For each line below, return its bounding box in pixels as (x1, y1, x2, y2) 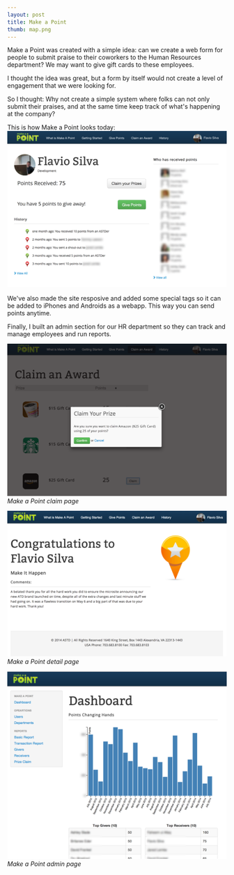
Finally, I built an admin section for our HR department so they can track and (7, 322, 226, 331)
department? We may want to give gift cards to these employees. (7, 61, 194, 69)
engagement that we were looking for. (7, 81, 116, 90)
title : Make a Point (7, 18, 68, 26)
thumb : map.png (7, 26, 52, 33)
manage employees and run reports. (7, 330, 111, 338)
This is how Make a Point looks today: (7, 123, 116, 132)
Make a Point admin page (7, 860, 81, 868)
